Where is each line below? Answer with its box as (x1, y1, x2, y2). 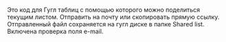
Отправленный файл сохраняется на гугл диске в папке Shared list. (7, 20, 205, 28)
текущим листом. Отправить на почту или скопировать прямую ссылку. (7, 13, 220, 21)
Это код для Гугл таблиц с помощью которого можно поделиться (7, 6, 201, 14)
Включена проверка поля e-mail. (7, 27, 104, 35)
